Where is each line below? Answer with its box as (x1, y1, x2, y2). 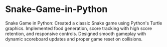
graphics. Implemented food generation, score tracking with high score (5, 25, 152, 31)
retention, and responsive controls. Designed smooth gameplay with (5, 30, 146, 36)
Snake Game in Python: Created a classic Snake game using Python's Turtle (5, 20, 162, 26)
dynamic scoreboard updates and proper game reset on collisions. (5, 36, 143, 42)
